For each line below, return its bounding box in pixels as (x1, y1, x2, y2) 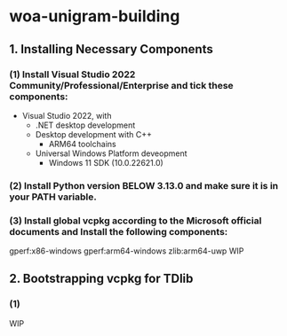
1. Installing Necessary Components (9, 42, 213, 57)
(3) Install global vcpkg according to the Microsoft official (9, 215, 262, 227)
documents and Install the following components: (9, 225, 228, 238)
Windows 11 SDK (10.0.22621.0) (48, 157, 164, 168)
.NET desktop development (35, 120, 136, 130)
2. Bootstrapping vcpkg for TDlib (9, 271, 194, 286)
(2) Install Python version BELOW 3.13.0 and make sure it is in (9, 179, 279, 191)
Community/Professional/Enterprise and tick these (9, 79, 234, 91)
